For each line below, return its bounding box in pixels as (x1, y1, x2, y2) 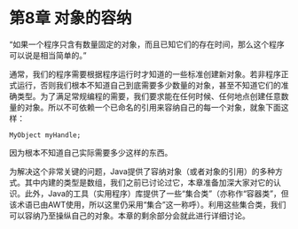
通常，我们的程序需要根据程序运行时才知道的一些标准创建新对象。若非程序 (9, 68, 281, 80)
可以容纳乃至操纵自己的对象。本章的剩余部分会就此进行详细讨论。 (9, 210, 250, 221)
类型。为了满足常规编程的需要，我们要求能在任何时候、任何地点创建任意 (16, 90, 281, 102)
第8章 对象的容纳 (9, 8, 132, 28)
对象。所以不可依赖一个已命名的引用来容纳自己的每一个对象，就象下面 (24, 102, 281, 112)
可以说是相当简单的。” (9, 50, 87, 60)
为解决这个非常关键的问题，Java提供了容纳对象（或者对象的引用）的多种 (9, 165, 276, 177)
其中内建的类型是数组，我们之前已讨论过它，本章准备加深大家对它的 (24, 177, 273, 187)
